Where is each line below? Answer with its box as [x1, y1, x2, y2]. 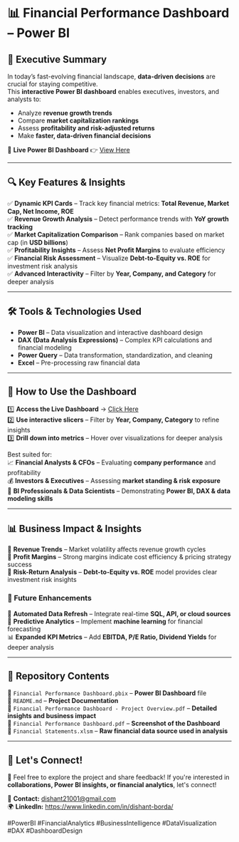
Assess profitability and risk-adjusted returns [17, 124, 155, 132]
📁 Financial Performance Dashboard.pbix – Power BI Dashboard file [7, 689, 207, 697]
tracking [7, 222, 33, 231]
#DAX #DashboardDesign [7, 826, 83, 835]
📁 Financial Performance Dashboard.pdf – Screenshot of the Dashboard [7, 719, 221, 728]
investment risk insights [7, 576, 77, 584]
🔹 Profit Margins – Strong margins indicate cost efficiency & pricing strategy [7, 553, 232, 561]
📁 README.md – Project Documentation [7, 697, 119, 705]
